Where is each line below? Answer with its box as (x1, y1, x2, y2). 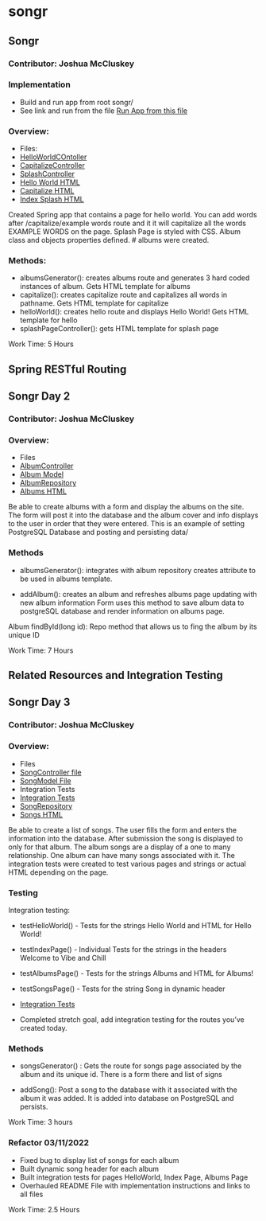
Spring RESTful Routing (8, 362, 127, 376)
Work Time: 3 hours (8, 1118, 73, 1127)
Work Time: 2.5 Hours (8, 1204, 80, 1214)
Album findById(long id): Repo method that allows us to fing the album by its (8, 622, 257, 631)
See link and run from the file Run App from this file (19, 106, 188, 115)
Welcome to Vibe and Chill (19, 953, 107, 962)
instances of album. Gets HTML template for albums (19, 282, 191, 291)
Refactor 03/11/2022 (8, 1137, 90, 1149)
